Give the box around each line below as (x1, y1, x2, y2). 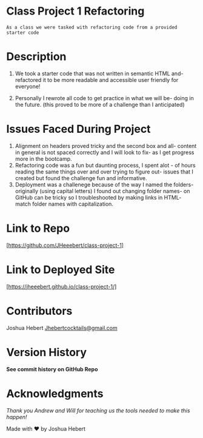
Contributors (6, 304, 73, 318)
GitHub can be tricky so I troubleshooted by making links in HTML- (15, 194, 182, 201)
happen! (6, 413, 27, 420)
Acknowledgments (6, 386, 104, 400)
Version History (6, 345, 87, 359)
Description (6, 50, 67, 64)
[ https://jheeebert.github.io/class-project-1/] (6, 283, 117, 290)
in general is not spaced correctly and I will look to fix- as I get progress (15, 149, 195, 156)
